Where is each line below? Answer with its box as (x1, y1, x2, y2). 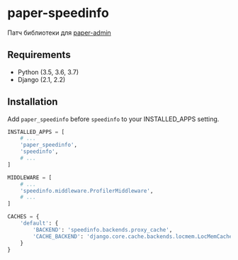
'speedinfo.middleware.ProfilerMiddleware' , (20, 187, 154, 194)
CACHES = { (7, 213, 40, 220)
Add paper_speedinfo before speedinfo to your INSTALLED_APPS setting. (7, 115, 220, 123)
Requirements (7, 49, 71, 61)
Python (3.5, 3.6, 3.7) (17, 67, 79, 76)
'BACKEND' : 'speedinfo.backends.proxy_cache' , (33, 226, 173, 233)
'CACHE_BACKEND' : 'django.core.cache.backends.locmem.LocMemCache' (33, 232, 236, 240)
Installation (7, 96, 58, 108)
